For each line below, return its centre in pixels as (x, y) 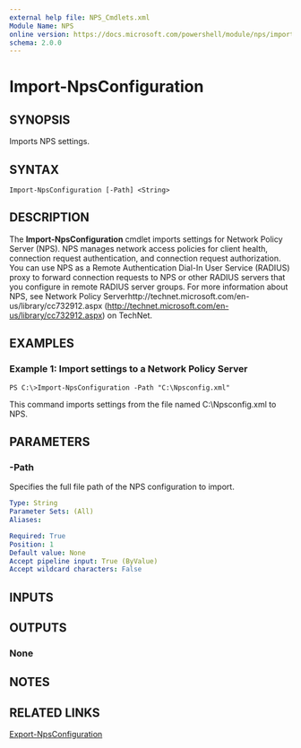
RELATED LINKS (55, 713)
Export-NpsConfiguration (56, 735)
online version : (39, 34)
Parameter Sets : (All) (52, 512)
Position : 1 (31, 544)
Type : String (34, 503)
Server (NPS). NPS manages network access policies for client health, (139, 248)
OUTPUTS (38, 628)
